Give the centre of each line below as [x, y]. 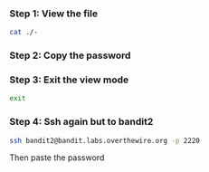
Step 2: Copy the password [70, 55]
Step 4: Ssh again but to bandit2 [81, 122]
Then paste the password [57, 158]
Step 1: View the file [53, 14]
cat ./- [24, 33]
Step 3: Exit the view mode [69, 80]
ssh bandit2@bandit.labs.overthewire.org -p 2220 [105, 140]
